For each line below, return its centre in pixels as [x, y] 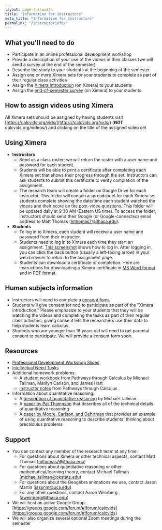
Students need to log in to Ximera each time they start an [76, 242]
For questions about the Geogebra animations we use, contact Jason [88, 482]
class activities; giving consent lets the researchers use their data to [80, 320]
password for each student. [47, 165]
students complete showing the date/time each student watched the [87, 201]
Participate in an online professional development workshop [72, 54]
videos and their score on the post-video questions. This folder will [86, 206]
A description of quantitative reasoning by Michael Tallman [78, 399]
